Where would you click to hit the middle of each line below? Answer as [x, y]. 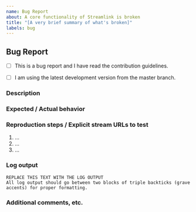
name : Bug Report [27, 11]
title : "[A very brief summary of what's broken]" [69, 22]
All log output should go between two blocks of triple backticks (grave [98, 183]
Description [23, 93]
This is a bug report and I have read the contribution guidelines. [91, 66]
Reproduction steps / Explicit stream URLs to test [77, 124]
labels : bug [21, 28]
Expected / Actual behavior [45, 109]
